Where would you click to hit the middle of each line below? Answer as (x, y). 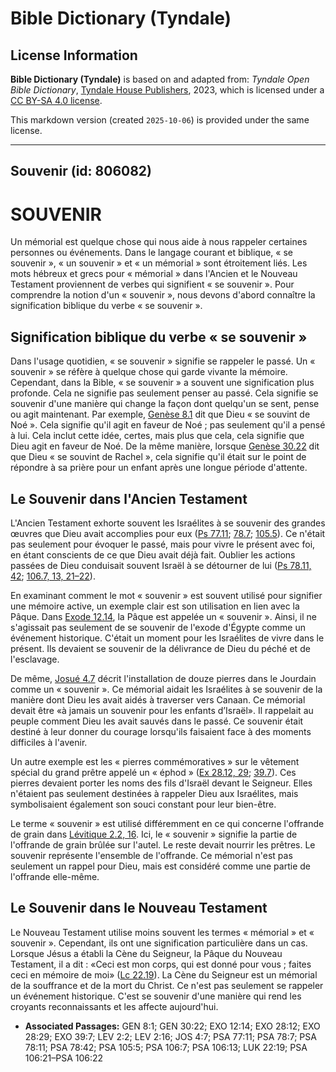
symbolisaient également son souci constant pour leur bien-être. (143, 804)
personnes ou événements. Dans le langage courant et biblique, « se (151, 253)
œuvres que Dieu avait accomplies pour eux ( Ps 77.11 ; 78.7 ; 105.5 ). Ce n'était (168, 533)
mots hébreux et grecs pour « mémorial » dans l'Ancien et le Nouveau (154, 274)
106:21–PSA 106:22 (64, 1058)
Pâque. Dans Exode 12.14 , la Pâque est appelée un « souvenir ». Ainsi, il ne (163, 616)
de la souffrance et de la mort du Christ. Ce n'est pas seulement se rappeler (167, 985)
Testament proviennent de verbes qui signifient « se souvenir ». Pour (152, 284)
